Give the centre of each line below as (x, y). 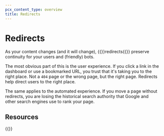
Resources (22, 117)
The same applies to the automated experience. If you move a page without (81, 91)
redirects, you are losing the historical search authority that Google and (77, 97)
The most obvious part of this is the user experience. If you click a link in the (82, 66)
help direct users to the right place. (40, 82)
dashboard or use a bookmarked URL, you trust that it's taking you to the (79, 72)
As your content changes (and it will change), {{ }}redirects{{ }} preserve (77, 52)
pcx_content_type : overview (34, 10)
